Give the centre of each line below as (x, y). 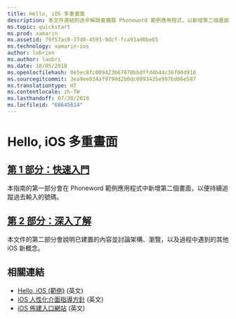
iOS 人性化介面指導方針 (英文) (60, 299)
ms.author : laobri (34, 60)
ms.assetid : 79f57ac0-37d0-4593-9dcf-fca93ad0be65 (83, 40)
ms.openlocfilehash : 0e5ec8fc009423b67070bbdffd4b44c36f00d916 (102, 72)
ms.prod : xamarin (33, 33)
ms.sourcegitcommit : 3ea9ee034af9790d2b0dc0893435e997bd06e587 (102, 79)
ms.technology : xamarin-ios (48, 46)
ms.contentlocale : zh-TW (44, 92)
